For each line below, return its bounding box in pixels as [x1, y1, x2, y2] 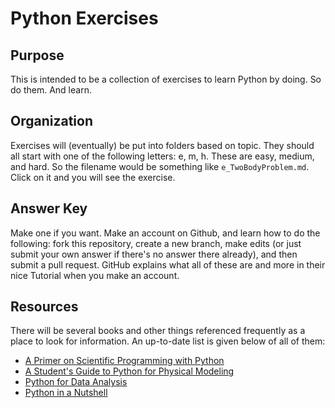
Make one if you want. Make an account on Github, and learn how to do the [10, 227, 321, 239]
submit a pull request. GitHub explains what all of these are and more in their [10, 258, 326, 271]
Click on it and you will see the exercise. [10, 171, 176, 183]
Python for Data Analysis [24, 376, 128, 388]
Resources [10, 298, 79, 316]
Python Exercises [10, 7, 159, 30]
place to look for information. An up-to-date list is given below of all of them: [10, 335, 326, 347]
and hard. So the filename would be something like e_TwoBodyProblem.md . [10, 160, 310, 172]
